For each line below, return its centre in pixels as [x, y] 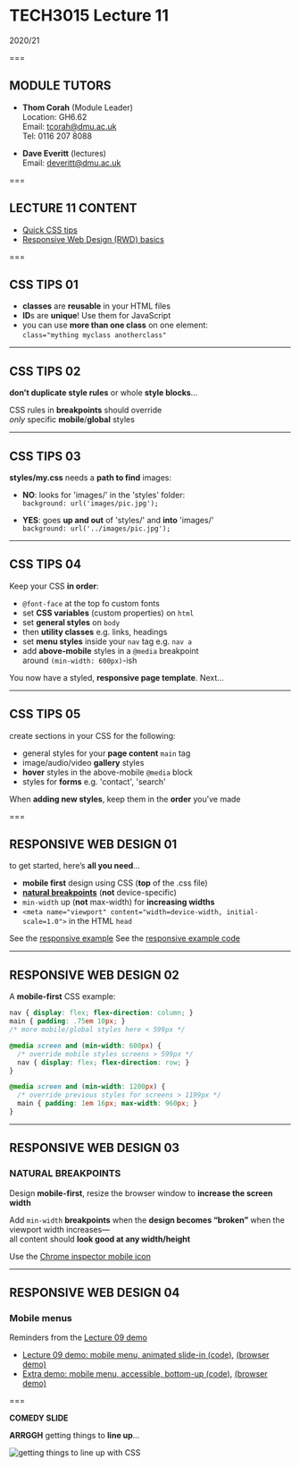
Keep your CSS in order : [54, 586]
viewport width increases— [59, 1229]
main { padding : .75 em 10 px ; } [67, 1022]
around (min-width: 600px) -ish [79, 660]
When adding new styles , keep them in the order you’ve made [125, 799]
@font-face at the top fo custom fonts [91, 603]
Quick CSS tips [50, 230]
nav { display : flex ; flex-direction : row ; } [104, 1062]
